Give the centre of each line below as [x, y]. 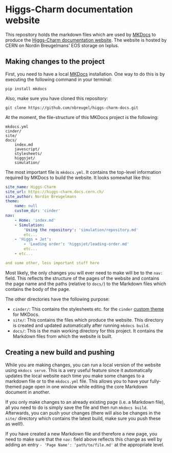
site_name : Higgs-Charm [31, 187]
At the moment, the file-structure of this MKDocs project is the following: [82, 117]
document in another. [28, 392]
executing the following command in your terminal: [59, 79]
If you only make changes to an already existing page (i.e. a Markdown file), [85, 402]
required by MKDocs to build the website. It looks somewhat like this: [78, 178]
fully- [156, 381]
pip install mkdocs [26, 89]
